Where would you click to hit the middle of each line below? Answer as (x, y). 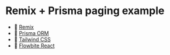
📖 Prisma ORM (31, 33)
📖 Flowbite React (34, 46)
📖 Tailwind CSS (32, 39)
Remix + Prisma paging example (85, 11)
